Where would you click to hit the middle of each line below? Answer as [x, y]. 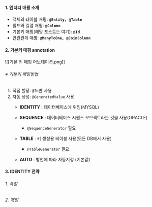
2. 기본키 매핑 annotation [30, 50]
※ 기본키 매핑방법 [22, 74]
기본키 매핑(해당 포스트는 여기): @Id [46, 32]
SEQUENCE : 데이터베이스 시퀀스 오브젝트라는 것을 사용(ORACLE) [83, 117]
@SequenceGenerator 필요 [51, 128]
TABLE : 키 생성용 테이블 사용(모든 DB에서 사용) [66, 138]
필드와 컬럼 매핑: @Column [36, 26]
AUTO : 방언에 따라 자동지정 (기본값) [55, 159]
